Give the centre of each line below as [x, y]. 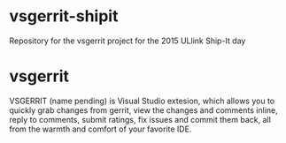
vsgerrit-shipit [64, 16]
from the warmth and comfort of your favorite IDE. [100, 129]
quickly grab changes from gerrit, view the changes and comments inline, [143, 110]
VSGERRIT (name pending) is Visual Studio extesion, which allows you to [142, 101]
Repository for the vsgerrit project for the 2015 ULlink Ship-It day [128, 41]
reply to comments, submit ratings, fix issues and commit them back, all [140, 119]
